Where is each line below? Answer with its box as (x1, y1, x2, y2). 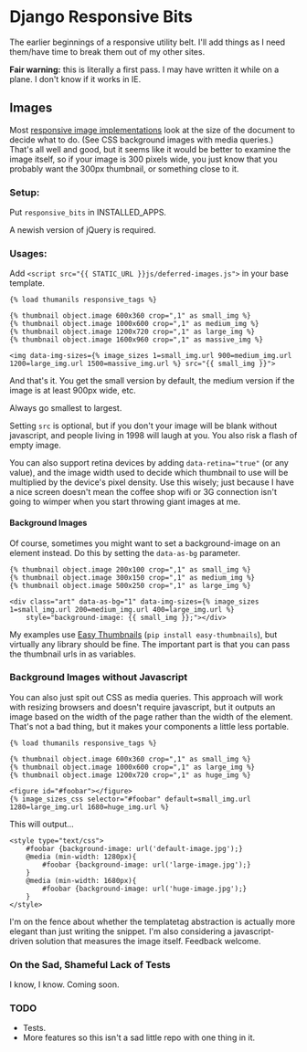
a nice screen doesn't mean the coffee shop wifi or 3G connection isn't (9, 487, 277, 498)
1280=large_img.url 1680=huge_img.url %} (9, 802, 170, 812)
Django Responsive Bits (9, 6, 194, 27)
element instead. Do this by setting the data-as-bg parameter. (9, 547, 240, 558)
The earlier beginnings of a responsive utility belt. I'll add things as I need (9, 37, 286, 47)
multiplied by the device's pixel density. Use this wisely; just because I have (9, 477, 294, 488)
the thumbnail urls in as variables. (9, 648, 136, 659)
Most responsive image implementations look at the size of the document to (9, 124, 295, 135)
